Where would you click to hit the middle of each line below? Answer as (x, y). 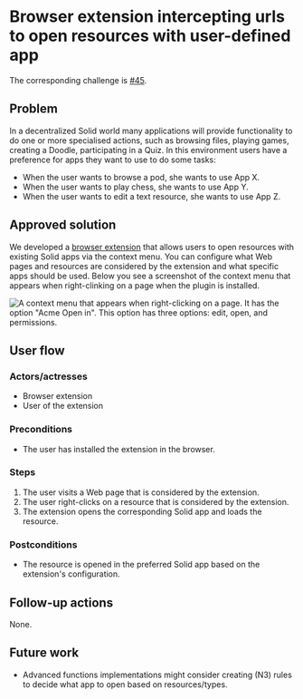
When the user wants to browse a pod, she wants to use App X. (141, 177)
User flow (37, 350)
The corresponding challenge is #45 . (78, 80)
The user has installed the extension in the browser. (118, 449)
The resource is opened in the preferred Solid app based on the (141, 565)
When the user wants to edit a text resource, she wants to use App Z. (151, 196)
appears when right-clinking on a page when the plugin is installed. (135, 285)
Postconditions (43, 544)
